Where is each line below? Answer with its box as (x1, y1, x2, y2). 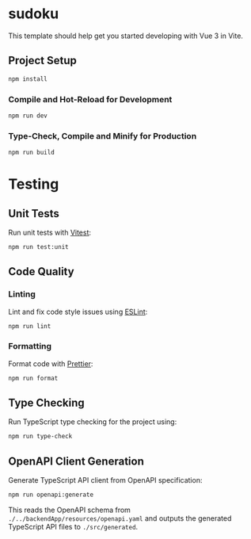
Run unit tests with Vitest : (8, 227, 92, 237)
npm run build (8, 148, 55, 157)
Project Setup (8, 54, 78, 67)
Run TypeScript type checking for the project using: (8, 417, 177, 426)
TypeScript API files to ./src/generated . (8, 522, 139, 531)
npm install (8, 75, 48, 83)
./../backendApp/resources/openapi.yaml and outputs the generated (8, 513, 232, 523)
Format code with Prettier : (8, 358, 93, 369)
